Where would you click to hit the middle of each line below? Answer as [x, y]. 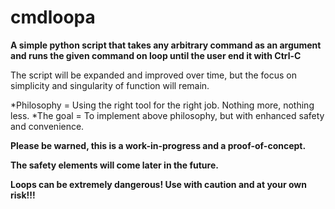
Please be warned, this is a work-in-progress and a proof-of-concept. [158, 145]
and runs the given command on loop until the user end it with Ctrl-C [156, 55]
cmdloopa [53, 17]
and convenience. [47, 126]
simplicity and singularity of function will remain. [110, 85]
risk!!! [23, 195]
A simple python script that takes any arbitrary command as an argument [166, 45]
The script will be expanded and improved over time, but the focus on [154, 75]
